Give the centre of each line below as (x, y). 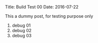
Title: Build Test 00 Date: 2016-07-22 (42, 7)
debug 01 (21, 25)
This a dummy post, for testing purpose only (49, 16)
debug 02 (22, 30)
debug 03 (22, 36)
